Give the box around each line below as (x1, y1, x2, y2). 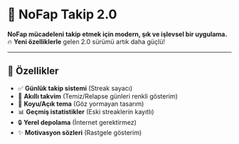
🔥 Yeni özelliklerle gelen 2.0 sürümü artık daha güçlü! (7, 37, 166, 45)
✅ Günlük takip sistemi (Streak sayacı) (17, 84, 133, 92)
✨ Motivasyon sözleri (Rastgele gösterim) (17, 128, 142, 137)
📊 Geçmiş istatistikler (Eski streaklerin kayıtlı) (17, 107, 154, 116)
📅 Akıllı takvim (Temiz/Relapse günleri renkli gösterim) (17, 92, 178, 100)
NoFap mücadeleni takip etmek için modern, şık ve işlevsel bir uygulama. (7, 30, 228, 38)
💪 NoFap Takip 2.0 (7, 6, 117, 23)
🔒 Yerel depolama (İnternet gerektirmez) (17, 118, 137, 126)
